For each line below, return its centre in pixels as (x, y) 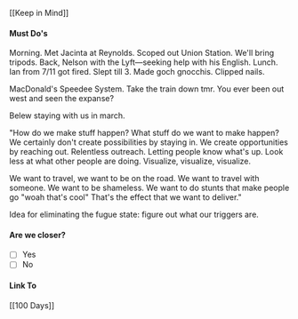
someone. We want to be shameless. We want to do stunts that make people (149, 188)
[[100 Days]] (32, 305)
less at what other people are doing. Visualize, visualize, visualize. (130, 161)
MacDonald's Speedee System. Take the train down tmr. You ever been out (147, 89)
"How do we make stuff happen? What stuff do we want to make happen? (145, 133)
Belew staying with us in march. (68, 116)
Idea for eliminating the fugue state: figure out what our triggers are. (134, 215)
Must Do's (28, 33)
